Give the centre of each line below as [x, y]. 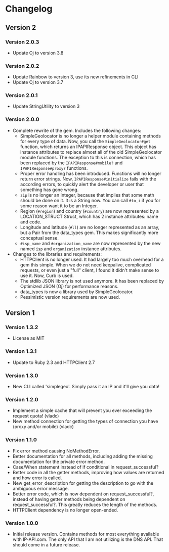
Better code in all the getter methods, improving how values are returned [88, 472]
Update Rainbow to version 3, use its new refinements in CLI [75, 77]
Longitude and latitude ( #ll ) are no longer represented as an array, [90, 227]
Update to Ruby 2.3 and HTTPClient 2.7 [54, 362]
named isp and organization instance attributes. [71, 249]
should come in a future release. [46, 544]
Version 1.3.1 [21, 351]
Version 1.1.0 [21, 440]
